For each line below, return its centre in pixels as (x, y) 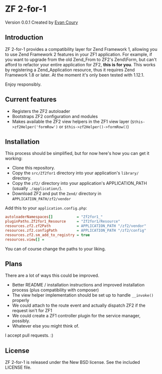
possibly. (21, 321)
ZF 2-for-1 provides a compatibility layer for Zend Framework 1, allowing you (81, 49)
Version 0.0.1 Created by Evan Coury (42, 22)
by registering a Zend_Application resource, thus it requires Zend (70, 70)
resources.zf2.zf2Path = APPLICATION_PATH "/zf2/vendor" (76, 226)
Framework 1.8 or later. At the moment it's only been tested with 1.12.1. (75, 75)
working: (14, 159)
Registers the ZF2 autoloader (41, 111)
